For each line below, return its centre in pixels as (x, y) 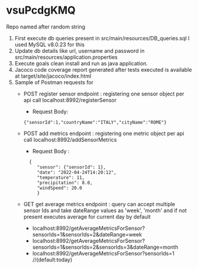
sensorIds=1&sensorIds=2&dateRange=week (87, 234)
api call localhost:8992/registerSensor (70, 100)
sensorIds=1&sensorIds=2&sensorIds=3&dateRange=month (105, 247)
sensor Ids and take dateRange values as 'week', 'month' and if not (105, 210)
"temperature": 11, (61, 177)
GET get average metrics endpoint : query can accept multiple (99, 204)
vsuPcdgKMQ (41, 10)
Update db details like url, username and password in (79, 50)
